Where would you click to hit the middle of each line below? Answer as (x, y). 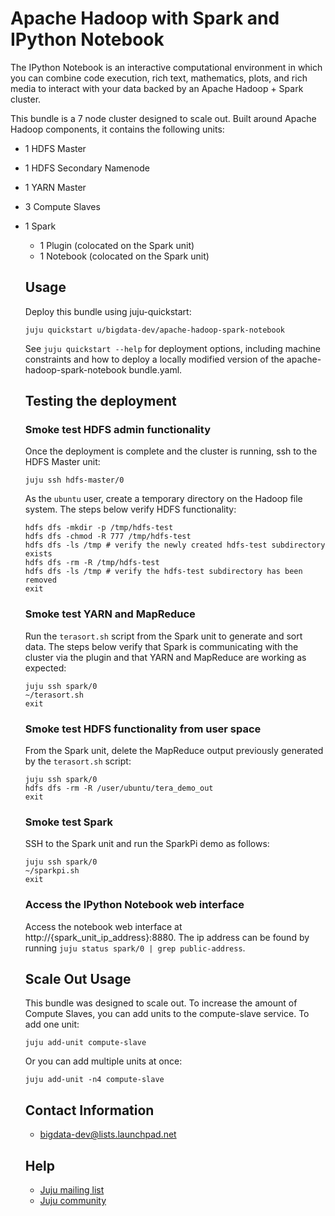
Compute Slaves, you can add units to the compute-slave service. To (167, 1014)
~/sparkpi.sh (52, 871)
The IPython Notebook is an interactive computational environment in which (166, 67)
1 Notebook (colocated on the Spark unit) (124, 256)
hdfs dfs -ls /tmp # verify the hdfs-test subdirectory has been (163, 572)
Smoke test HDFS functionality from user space (143, 729)
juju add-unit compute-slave (85, 1043)
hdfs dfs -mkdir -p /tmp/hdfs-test (99, 528)
